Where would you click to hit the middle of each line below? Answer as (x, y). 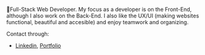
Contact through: (28, 34)
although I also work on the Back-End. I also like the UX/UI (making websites (103, 16)
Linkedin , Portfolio (38, 46)
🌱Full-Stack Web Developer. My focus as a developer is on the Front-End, (99, 9)
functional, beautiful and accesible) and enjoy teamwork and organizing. (97, 22)
